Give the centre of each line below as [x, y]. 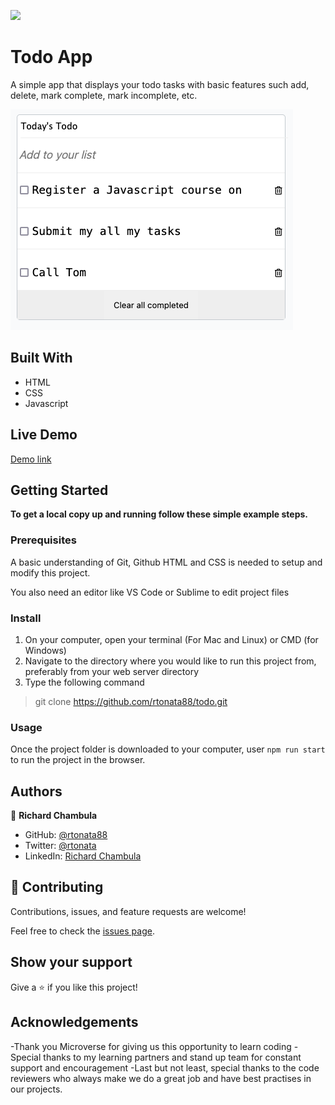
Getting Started [59, 490]
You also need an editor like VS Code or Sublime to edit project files [150, 592]
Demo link [31, 459]
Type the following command [84, 682]
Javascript [46, 403]
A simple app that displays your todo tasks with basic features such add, [160, 84]
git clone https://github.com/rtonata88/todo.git [131, 701]
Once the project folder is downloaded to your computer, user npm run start [168, 749]
